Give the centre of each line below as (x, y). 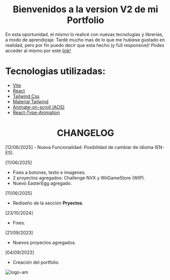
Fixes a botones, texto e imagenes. (49, 172)
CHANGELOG (86, 133)
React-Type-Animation (36, 112)
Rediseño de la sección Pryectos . (48, 203)
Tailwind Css (26, 96)
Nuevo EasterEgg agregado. (42, 183)
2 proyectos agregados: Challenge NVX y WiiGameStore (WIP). (79, 177)
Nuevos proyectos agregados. (44, 242)
